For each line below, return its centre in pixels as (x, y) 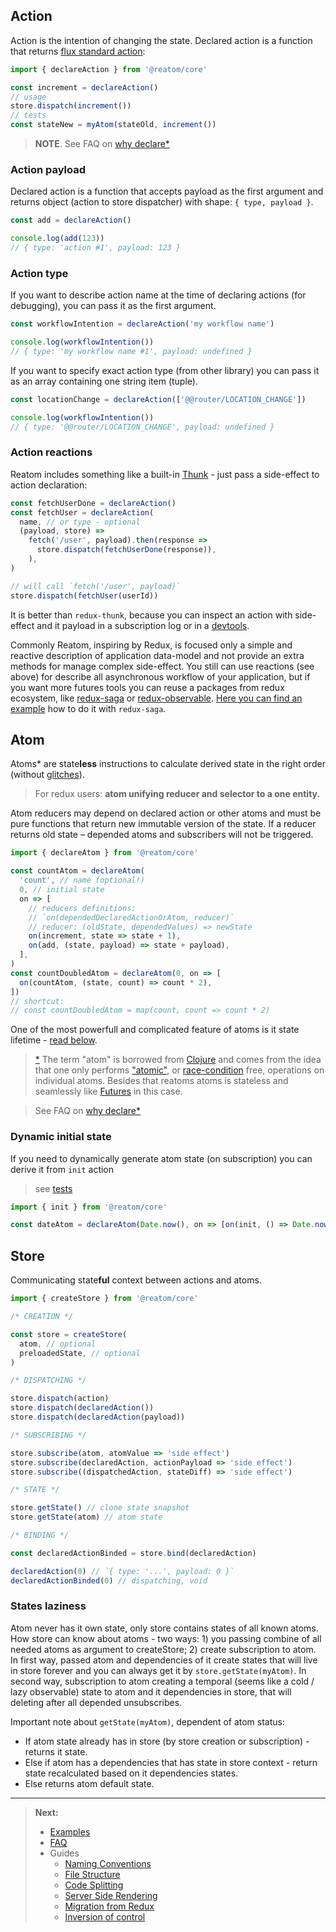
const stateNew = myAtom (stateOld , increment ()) (113, 125)
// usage (28, 97)
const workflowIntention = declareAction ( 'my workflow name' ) (142, 324)
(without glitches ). (47, 775)
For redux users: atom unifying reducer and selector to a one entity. (177, 794)
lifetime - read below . (54, 1040)
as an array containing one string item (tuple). (104, 381)
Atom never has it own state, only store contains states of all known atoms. (164, 1628)
